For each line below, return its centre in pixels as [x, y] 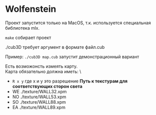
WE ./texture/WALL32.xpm [39, 91]
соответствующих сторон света [47, 86]
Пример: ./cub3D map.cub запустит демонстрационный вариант [72, 57]
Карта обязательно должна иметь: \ [43, 71]
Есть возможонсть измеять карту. [41, 66]
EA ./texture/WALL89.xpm [39, 107]
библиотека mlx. [22, 28]
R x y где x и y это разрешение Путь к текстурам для [70, 81]
